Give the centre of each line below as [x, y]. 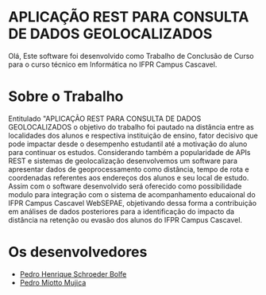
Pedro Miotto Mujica [53, 282]
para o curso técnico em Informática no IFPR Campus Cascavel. [113, 64]
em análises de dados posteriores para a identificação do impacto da [121, 212]
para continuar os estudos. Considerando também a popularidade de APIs [129, 152]
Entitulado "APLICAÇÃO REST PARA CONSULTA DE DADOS [105, 118]
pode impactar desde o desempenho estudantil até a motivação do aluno [128, 144]
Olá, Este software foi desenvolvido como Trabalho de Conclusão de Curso [131, 56]
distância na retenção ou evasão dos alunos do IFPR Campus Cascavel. [125, 219]
